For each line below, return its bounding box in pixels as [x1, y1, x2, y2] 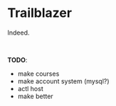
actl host [17, 84, 44, 93]
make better [17, 92, 53, 100]
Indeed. [7, 28, 30, 37]
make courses [17, 69, 60, 78]
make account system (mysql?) [17, 76, 110, 86]
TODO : [7, 55, 28, 64]
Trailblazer [7, 5, 73, 21]
